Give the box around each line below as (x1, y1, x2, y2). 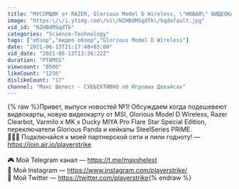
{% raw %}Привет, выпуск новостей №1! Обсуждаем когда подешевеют (7, 102, 228, 111)
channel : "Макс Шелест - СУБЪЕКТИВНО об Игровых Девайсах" (7, 83, 186, 90)
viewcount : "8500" (7, 63, 62, 70)
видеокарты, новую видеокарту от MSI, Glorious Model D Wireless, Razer (7, 110, 228, 119)
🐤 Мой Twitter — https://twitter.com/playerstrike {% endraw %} (7, 173, 192, 182)
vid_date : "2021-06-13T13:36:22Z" (7, 50, 110, 58)
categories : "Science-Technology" (7, 30, 110, 38)
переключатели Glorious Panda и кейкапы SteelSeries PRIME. (7, 125, 192, 134)
